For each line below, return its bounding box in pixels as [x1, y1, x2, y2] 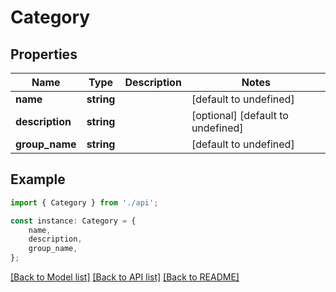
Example [10, 171, 66, 188]
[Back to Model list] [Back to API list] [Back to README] [10, 271, 240, 283]
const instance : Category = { [10, 216, 137, 226]
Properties [10, 46, 78, 63]
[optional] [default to [191, 109, 289, 122]
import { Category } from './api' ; [10, 197, 159, 208]
